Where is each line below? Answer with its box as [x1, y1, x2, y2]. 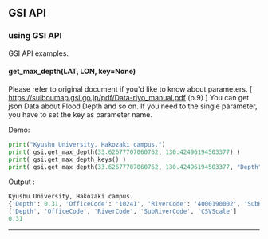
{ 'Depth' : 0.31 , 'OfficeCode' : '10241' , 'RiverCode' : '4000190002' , [8, 200, 241, 208]
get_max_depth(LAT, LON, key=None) [8, 67, 136, 76]
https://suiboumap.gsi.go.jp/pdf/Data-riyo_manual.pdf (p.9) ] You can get [8, 92, 250, 102]
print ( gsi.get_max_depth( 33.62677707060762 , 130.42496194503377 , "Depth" [8, 163, 262, 170]
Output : [8, 177, 35, 186]
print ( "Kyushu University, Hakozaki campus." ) [8, 140, 166, 148]
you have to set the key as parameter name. [8, 109, 153, 119]
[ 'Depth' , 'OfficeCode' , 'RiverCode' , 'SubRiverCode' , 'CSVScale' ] [8, 207, 238, 216]
